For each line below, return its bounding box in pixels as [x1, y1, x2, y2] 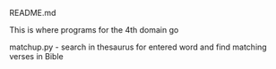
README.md [9, 8, 56, 18]
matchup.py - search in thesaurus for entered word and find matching [9, 42, 267, 52]
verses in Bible [9, 51, 65, 61]
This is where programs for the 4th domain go [9, 25, 179, 34]
